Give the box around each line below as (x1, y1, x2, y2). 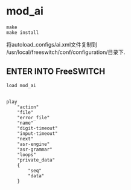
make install (6, 29, 39, 36)
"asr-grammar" (17, 146, 53, 152)
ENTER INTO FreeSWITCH (6, 67, 106, 77)
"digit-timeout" (17, 125, 59, 131)
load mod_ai (6, 82, 36, 88)
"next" (17, 136, 34, 142)
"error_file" (17, 115, 50, 121)
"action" (17, 104, 39, 110)
